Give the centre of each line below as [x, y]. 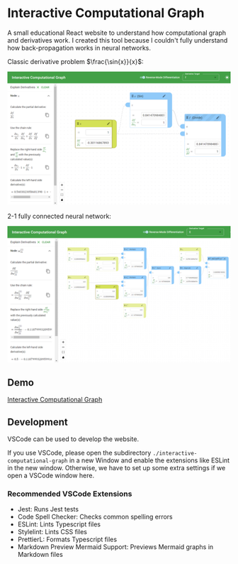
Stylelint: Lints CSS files [52, 532]
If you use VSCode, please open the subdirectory [79, 452]
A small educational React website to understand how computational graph [117, 33]
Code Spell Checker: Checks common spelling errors [95, 517]
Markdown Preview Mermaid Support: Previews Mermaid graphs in [115, 547]
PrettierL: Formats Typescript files [67, 539]
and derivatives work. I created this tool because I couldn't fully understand [118, 40]
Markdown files [40, 555]
